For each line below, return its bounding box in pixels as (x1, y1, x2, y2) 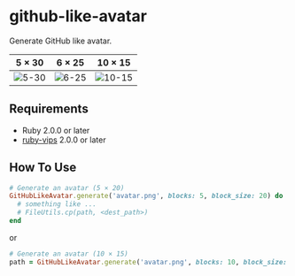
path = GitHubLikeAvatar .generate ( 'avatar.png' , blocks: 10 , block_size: (9, 257, 288, 266)
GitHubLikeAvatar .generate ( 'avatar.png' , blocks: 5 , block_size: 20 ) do (9, 192, 283, 201)
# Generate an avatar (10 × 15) (9, 249, 128, 258)
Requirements (9, 102, 89, 117)
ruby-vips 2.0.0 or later (21, 134, 106, 145)
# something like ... (17, 200, 97, 209)
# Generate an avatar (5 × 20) (9, 183, 125, 192)
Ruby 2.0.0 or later (21, 125, 90, 135)
